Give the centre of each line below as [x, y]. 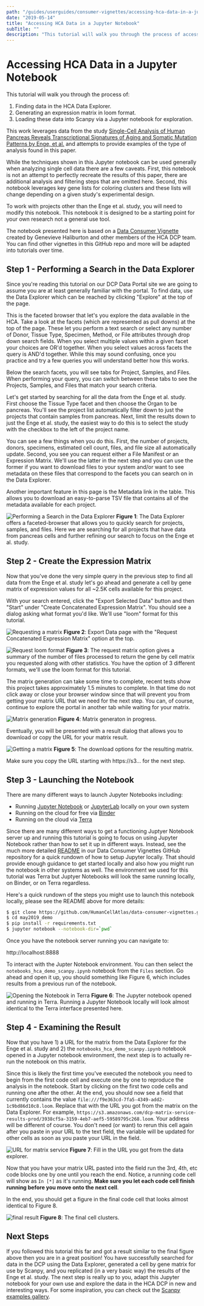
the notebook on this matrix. [51, 1061]
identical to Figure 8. [32, 1206]
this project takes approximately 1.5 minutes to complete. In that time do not [101, 687]
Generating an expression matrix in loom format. [76, 113]
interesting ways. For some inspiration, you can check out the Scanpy [93, 1290]
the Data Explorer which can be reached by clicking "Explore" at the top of [99, 297]
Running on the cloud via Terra [53, 819]
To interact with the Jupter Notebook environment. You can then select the [100, 964]
